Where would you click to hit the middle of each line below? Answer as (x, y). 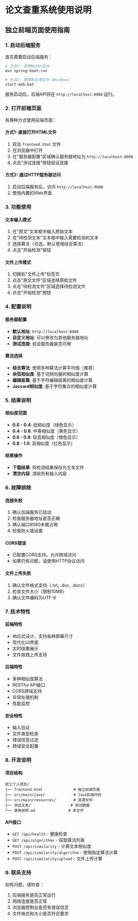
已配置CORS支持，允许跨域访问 (44, 555)
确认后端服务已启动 (32, 512)
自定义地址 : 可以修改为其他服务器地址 (50, 337)
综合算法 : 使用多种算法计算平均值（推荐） (54, 368)
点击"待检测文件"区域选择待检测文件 (49, 286)
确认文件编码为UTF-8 (34, 597)
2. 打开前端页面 (23, 108)
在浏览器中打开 (27, 150)
